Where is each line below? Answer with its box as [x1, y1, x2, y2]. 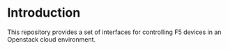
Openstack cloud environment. [7, 35, 96, 43]
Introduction [7, 5, 81, 21]
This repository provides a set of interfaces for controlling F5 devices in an [7, 28, 222, 36]
